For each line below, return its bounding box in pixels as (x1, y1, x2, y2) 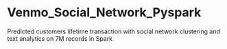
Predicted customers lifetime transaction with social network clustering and (7, 27, 221, 35)
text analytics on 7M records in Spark (7, 34, 113, 42)
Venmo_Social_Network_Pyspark (7, 5, 202, 20)
